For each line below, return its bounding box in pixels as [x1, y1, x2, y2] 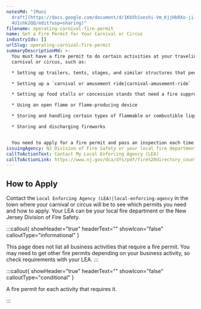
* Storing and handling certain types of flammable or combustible [11, 113, 184, 119]
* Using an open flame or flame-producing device [11, 102, 138, 108]
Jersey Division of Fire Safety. [6, 214, 80, 221]
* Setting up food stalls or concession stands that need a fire [11, 91, 178, 98]
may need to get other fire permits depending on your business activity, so [6, 250, 190, 257]
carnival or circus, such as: [11, 59, 87, 65]
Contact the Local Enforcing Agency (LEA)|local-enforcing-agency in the [6, 195, 188, 202]
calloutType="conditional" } [6, 274, 74, 281]
